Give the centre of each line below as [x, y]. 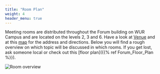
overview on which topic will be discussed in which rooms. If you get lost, [79, 47]
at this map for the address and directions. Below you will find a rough [75, 42]
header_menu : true [24, 18]
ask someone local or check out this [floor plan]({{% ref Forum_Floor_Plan [79, 52]
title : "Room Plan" [25, 9]
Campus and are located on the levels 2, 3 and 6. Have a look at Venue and [80, 37]
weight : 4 [15, 14]
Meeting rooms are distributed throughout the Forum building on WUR [75, 32]
